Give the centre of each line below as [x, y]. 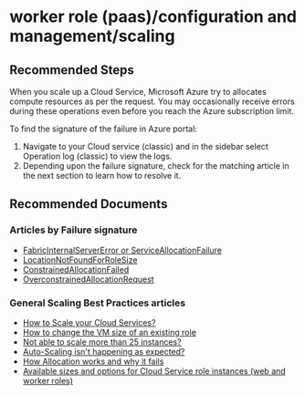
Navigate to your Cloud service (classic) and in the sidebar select [146, 146]
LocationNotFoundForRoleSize [80, 260]
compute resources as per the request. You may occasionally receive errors [152, 101]
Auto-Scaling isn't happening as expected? [104, 351]
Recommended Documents [89, 204]
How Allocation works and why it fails [93, 361]
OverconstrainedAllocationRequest [88, 279]
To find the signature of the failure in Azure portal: [104, 129]
